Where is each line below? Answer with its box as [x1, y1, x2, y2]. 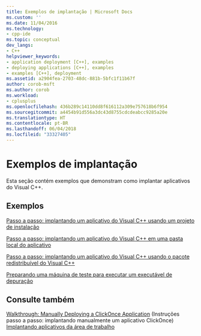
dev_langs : [6, 43, 34, 49]
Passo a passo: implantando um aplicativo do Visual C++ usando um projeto [6, 217, 195, 224]
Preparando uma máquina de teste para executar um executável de [6, 271, 173, 278]
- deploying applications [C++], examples [6, 64, 114, 71]
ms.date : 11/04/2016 [6, 20, 58, 26]
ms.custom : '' [6, 14, 42, 20]
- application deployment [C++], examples [6, 59, 114, 65]
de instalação [6, 223, 40, 230]
